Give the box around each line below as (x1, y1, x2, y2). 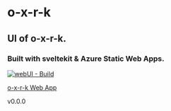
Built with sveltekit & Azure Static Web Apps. (7, 54, 165, 64)
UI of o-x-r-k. (7, 33, 67, 45)
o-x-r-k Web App (7, 83, 57, 92)
